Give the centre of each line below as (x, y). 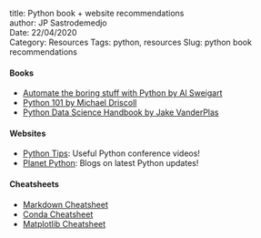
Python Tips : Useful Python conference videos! (111, 153)
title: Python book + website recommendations (97, 13)
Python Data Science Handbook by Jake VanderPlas (120, 112)
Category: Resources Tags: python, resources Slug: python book (131, 42)
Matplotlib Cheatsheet (64, 223)
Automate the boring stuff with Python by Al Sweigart (122, 93)
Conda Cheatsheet (58, 214)
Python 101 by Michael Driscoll (80, 103)
